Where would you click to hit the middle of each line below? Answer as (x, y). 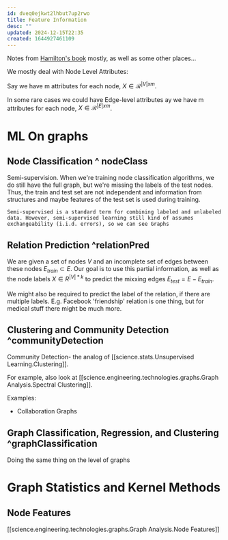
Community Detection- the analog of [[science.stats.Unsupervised (101, 357)
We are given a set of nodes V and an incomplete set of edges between (108, 261)
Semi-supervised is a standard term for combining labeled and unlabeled (114, 212)
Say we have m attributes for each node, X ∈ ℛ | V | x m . (82, 85)
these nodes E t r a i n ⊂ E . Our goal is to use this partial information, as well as (113, 270)
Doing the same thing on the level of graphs (69, 460)
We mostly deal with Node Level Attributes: (68, 72)
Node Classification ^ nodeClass (77, 162)
